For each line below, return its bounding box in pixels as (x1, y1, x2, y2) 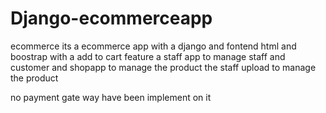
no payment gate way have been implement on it (10, 91, 212, 103)
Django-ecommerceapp (10, 7, 213, 30)
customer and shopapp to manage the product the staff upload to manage (10, 61, 317, 73)
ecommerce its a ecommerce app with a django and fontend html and (10, 40, 297, 52)
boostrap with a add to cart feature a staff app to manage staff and (10, 50, 286, 62)
